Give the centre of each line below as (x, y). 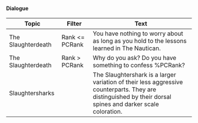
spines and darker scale (126, 104)
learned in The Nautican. (127, 48)
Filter (74, 24)
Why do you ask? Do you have (135, 58)
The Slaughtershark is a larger (134, 75)
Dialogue (17, 8)
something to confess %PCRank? (139, 65)
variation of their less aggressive (138, 82)
